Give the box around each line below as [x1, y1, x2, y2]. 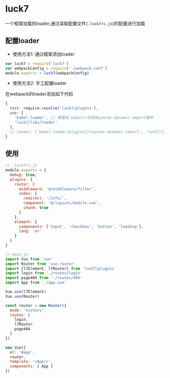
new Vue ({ [5, 345, 26, 350]
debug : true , [10, 172, 37, 177]
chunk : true [23, 205, 49, 210]
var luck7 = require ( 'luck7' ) [5, 61, 69, 66]
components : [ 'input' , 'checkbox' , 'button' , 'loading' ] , [18, 224, 144, 229]
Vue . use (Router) [5, 294, 39, 299]
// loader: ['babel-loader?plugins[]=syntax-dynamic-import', [10, 129, 144, 134]
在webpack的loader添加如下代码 [5, 91, 73, 97]
